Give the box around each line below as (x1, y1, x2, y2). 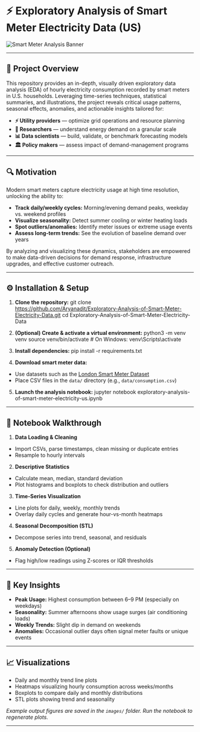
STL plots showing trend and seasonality (14, 696, 115, 703)
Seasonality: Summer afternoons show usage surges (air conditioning (14, 609, 187, 615)
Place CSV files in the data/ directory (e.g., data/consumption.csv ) (14, 377, 177, 384)
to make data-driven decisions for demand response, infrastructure (6, 254, 171, 261)
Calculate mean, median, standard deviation (14, 475, 123, 482)
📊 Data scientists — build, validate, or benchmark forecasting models (14, 132, 187, 139)
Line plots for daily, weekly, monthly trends (14, 504, 120, 511)
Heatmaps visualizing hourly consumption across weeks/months (14, 682, 174, 690)
